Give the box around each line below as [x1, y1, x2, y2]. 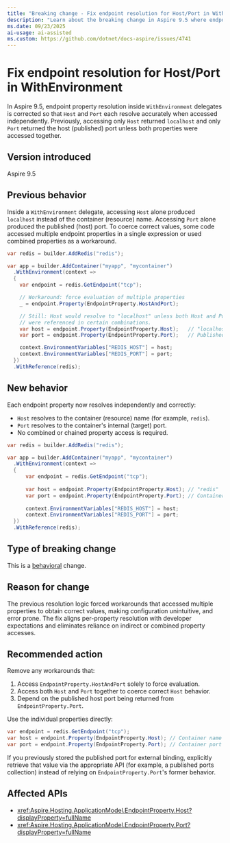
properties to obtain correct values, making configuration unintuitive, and [7, 606, 214, 615]
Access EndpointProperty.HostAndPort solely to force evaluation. [16, 680, 201, 688]
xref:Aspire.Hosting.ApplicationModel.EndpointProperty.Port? [16, 820, 191, 829]
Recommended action [7, 649, 103, 661]
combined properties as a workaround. [7, 237, 117, 245]
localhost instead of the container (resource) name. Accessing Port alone [7, 215, 216, 223]
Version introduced [7, 152, 91, 163]
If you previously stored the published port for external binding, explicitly [7, 754, 212, 762]
